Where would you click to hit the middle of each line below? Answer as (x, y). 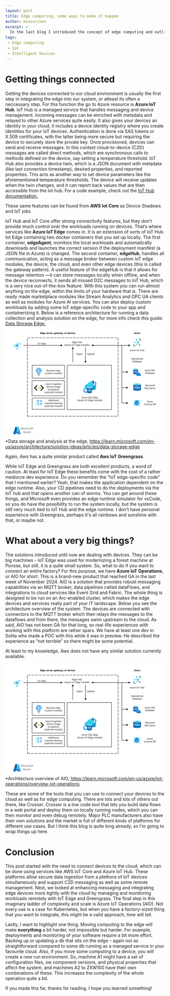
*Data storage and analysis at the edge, (47, 441)
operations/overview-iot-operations (42, 784)
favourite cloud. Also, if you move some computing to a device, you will (80, 951)
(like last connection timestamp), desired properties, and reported (74, 169)
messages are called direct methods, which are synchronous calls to (77, 153)
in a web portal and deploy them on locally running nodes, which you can (81, 810)
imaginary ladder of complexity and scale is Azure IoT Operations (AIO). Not (84, 904)
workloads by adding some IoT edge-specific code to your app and (75, 307)
